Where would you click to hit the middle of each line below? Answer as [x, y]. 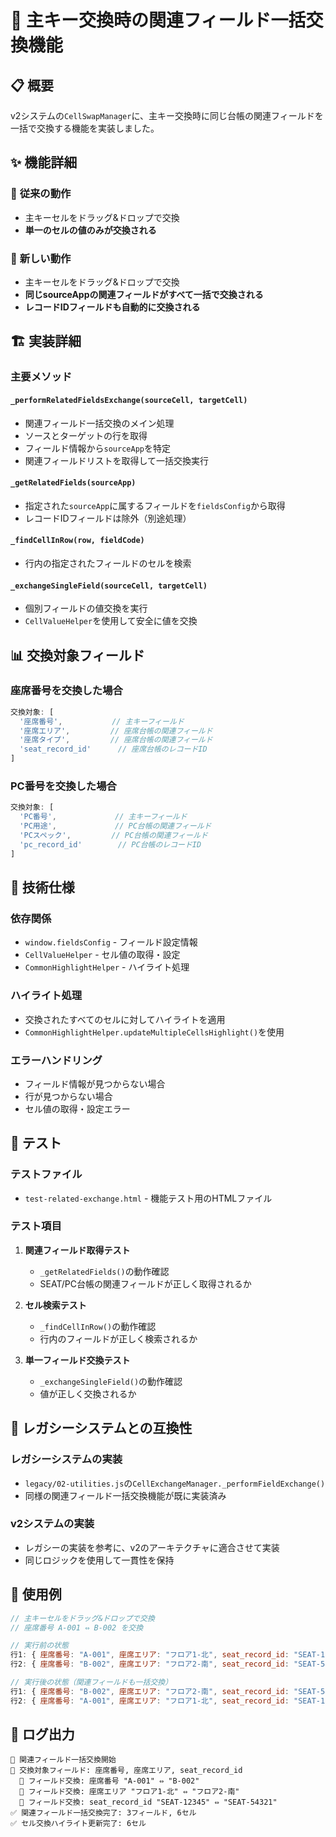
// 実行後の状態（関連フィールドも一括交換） [91, 1682]
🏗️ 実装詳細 [46, 341]
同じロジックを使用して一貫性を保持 [99, 1560]
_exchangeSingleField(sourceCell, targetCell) [109, 586]
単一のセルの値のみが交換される [90, 230]
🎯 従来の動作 [41, 194]
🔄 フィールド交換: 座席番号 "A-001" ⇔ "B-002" [109, 1781]
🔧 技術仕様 [42, 887]
